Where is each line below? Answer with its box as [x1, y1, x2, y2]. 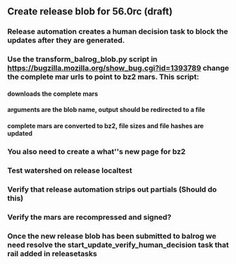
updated [7, 130, 33, 138]
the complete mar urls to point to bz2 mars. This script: [7, 72, 199, 82]
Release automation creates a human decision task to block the [7, 27, 228, 37]
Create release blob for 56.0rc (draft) [7, 6, 173, 18]
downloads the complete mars [7, 89, 99, 98]
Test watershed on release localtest [7, 165, 132, 175]
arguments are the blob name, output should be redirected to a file [7, 106, 206, 114]
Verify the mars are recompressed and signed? [7, 212, 172, 222]
